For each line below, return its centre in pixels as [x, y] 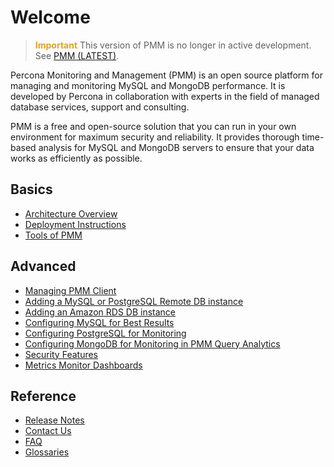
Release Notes [54, 420]
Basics [31, 189]
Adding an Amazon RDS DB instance [100, 312]
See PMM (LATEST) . [77, 55]
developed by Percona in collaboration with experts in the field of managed [165, 96]
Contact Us [48, 431]
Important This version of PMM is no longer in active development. [173, 45]
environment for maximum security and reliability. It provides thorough [155, 137]
